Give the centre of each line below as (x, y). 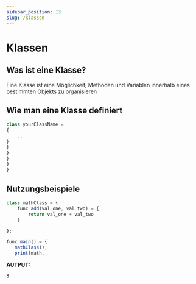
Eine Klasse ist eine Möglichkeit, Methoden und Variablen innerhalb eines (98, 85)
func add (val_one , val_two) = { (58, 208)
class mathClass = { (33, 203)
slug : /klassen (26, 18)
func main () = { (27, 242)
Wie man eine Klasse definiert (65, 110)
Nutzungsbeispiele (43, 189)
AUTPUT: (18, 265)
